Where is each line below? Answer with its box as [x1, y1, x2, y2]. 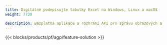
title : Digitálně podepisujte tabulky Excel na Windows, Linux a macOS [5, 7, 157, 12]
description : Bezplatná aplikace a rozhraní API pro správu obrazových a [5, 21, 162, 26]
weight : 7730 [5, 12, 32, 17]
